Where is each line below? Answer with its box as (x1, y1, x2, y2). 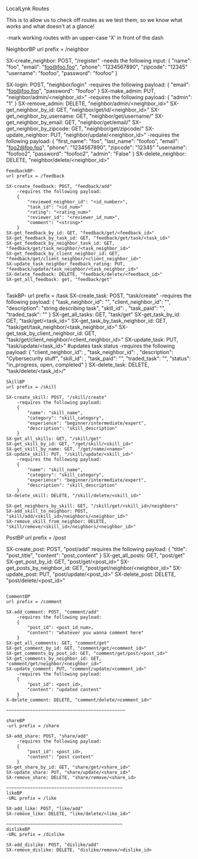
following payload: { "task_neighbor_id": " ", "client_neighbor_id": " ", (6, 299, 171, 305)
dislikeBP (6, 826, 31, 832)
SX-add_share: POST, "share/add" (6, 733, 89, 739)
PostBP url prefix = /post (6, 534, 66, 541)
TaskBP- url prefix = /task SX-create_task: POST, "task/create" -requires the (6, 292, 192, 299)
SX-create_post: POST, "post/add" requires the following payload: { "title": (6, 546, 187, 552)
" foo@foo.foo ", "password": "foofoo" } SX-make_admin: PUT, (6, 87, 155, 94)
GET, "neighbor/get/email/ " (64, 119, 131, 126)
